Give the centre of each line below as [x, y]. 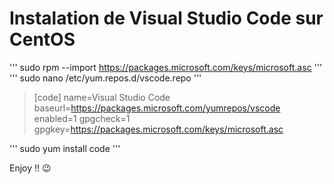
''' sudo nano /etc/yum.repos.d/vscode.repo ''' [105, 78]
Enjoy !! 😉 [30, 168]
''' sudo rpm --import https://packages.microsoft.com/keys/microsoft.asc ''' [166, 67]
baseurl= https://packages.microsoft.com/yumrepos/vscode [157, 108]
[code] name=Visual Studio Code [102, 97]
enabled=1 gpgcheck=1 [82, 118]
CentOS [42, 39]
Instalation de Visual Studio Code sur [166, 18]
